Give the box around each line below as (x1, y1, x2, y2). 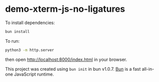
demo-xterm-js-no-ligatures (5, 3, 125, 15)
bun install (5, 29, 30, 34)
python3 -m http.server (5, 48, 54, 53)
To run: (5, 38, 20, 44)
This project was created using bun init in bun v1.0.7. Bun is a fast (5, 66, 141, 72)
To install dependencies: (5, 20, 55, 26)
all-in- (142, 66, 155, 72)
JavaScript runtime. (14, 71, 54, 77)
